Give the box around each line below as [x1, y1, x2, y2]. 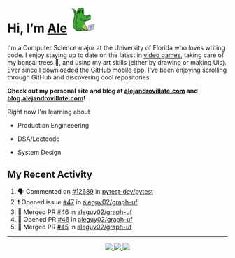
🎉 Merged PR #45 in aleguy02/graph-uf [17, 222, 132, 232]
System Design [17, 149, 62, 157]
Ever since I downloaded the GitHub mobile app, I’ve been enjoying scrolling [7, 66, 227, 75]
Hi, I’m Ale [7, 20, 68, 36]
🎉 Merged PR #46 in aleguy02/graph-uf [17, 208, 133, 216]
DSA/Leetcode [17, 135, 60, 143]
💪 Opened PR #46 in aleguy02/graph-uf [17, 215, 133, 224]
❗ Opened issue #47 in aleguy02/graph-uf [17, 198, 138, 206]
